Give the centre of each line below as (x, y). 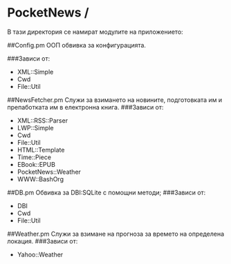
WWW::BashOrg (40, 179)
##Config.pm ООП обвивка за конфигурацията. (77, 45)
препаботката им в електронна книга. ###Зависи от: (85, 107)
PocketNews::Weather (49, 172)
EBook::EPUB (36, 164)
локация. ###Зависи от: (43, 241)
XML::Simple (35, 72)
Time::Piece (34, 157)
